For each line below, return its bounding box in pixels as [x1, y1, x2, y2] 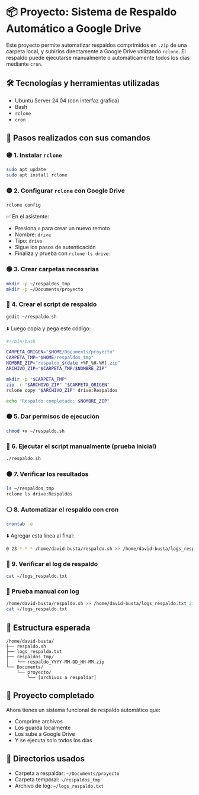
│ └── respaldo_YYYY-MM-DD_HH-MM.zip [6, 659, 105, 665]
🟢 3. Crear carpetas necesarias [6, 265, 99, 273]
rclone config [6, 202, 41, 208]
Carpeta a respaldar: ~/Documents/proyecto [14, 770, 120, 777]
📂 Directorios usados [6, 754, 85, 764]
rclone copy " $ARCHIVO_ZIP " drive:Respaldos [6, 387, 118, 393]
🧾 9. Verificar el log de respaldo [6, 559, 98, 568]
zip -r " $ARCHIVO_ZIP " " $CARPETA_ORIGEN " [6, 382, 110, 388]
